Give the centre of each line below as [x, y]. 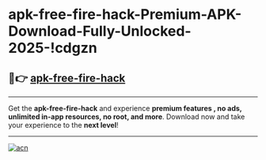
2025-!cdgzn [53, 48]
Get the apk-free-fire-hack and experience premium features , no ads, [125, 108]
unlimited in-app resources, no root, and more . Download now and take [127, 117]
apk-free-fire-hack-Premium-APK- [125, 15]
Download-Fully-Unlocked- [100, 31]
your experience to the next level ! [63, 125]
